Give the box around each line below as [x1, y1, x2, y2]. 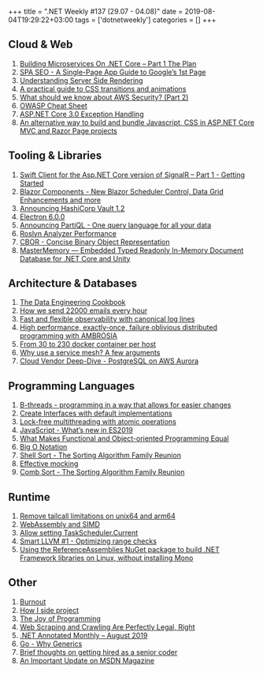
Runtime [8, 490, 50, 504]
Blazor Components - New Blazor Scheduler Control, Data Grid [19, 186, 224, 196]
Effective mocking [19, 459, 79, 468]
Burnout [19, 596, 46, 607]
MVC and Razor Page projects [19, 126, 118, 135]
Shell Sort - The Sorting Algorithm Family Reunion [19, 450, 181, 461]
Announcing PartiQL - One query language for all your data [19, 220, 212, 230]
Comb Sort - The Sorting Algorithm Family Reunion [19, 468, 185, 477]
